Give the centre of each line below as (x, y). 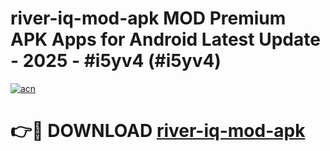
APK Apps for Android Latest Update (165, 39)
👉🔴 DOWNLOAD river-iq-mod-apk (158, 131)
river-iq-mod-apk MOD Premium (148, 18)
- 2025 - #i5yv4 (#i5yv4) (116, 61)
